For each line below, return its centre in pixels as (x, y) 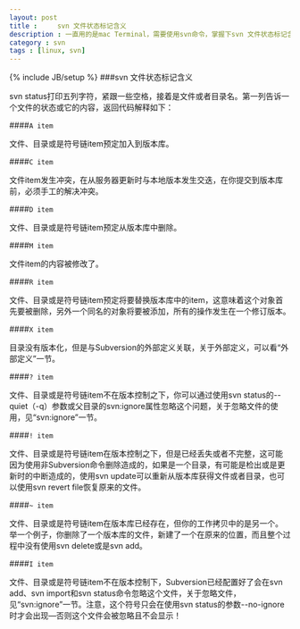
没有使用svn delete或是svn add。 (86, 546)
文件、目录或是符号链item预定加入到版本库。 (92, 144)
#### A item (31, 125)
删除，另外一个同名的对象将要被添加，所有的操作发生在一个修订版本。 (162, 311)
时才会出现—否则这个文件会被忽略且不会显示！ (95, 616)
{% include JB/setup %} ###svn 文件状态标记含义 (101, 78)
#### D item (31, 209)
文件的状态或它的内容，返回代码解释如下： (95, 107)
